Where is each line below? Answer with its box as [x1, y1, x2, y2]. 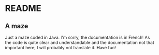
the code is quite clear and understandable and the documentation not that [5, 40, 155, 45]
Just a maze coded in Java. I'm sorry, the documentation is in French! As [5, 34, 150, 40]
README [5, 3, 42, 14]
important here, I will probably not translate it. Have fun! [5, 45, 116, 50]
